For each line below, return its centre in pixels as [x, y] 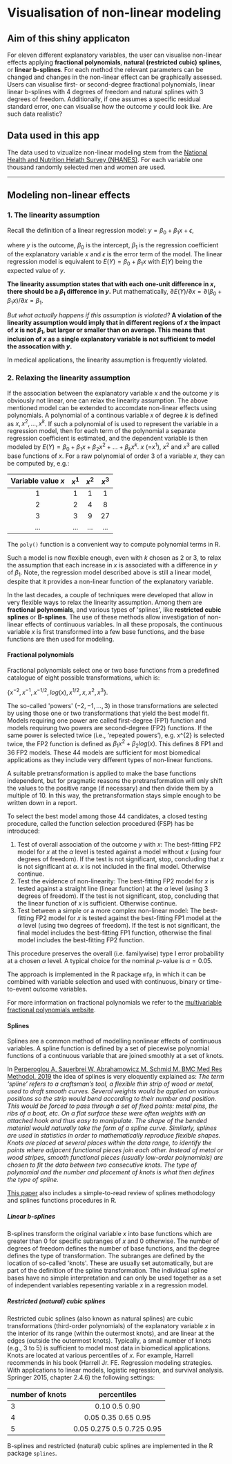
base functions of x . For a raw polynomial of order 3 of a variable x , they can [116, 456]
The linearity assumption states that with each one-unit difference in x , [112, 284]
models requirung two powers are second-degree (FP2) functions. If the [110, 727]
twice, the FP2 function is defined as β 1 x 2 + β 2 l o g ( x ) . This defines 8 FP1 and [115, 744]
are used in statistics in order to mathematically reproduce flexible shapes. [114, 1136]
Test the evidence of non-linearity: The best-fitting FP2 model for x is [116, 881]
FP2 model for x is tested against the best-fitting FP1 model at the [129, 918]
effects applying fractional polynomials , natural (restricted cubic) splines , [115, 62]
